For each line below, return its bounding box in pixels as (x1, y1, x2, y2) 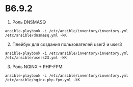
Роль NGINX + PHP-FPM (12, 64, 63, 69)
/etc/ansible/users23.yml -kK (5, 55, 67, 60)
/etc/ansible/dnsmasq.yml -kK (5, 33, 67, 38)
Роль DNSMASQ (12, 19, 46, 25)
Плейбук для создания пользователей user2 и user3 (12, 41, 122, 47)
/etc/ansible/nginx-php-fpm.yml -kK (5, 77, 80, 82)
